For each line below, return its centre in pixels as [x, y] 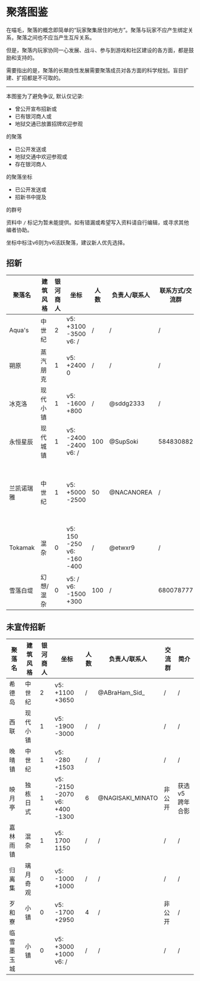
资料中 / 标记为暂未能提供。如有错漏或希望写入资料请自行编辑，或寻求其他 [98, 222]
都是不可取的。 [45, 78]
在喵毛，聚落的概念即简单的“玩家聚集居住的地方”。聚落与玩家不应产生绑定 [97, 30]
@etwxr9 [122, 548]
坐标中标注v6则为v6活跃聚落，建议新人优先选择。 [67, 242]
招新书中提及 [30, 197]
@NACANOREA [131, 492]
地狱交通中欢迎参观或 [41, 157]
